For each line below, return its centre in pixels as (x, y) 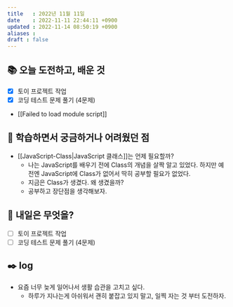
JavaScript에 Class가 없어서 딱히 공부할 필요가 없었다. (116, 173)
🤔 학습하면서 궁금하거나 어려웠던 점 (78, 138)
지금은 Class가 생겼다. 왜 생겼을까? (76, 182)
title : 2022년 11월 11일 (46, 14)
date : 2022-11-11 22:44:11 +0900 (62, 20)
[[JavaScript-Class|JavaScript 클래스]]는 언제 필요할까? (95, 156)
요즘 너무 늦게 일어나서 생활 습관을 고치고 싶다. (81, 287)
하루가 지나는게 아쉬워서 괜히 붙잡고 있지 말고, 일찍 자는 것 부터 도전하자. (127, 296)
